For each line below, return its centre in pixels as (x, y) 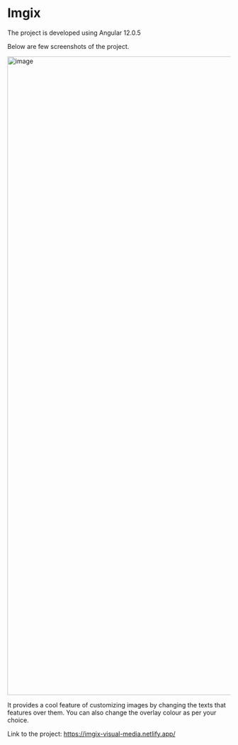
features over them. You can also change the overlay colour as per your (112, 712)
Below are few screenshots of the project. (68, 46)
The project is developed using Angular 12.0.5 (74, 33)
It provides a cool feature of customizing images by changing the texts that (117, 705)
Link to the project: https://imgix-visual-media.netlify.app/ (91, 734)
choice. (18, 720)
